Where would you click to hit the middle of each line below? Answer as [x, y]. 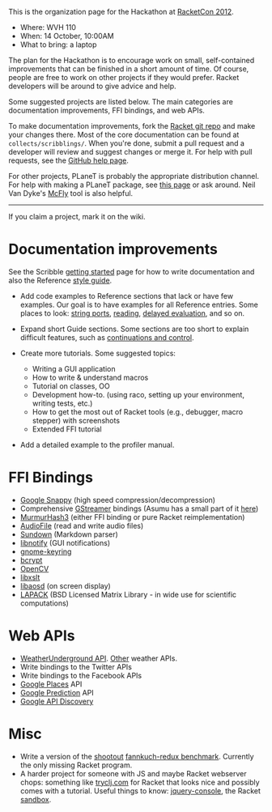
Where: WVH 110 [48, 27]
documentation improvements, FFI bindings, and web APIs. [106, 110]
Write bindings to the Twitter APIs [76, 666]
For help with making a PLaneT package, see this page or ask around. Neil [132, 185]
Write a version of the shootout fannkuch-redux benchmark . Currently [137, 756]
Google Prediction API [57, 692]
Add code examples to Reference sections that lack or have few [126, 295]
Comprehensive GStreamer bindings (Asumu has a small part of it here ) [139, 508]
